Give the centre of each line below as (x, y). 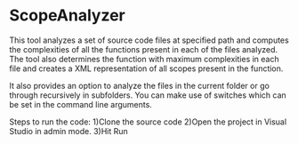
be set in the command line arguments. (81, 104)
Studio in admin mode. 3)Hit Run (69, 131)
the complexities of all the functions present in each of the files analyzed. (144, 49)
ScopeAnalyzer (68, 16)
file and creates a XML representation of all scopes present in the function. (146, 68)
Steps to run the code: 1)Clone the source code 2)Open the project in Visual (148, 122)
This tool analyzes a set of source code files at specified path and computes (149, 40)
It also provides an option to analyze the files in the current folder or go (139, 85)
